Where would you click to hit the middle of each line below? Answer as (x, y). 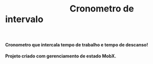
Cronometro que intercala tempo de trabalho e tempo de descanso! (77, 44)
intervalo (24, 19)
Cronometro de (102, 9)
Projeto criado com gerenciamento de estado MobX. (61, 56)
